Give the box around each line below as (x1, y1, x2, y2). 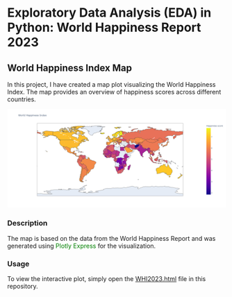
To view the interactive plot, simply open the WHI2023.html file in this (7, 274, 206, 282)
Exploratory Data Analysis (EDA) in (7, 5, 212, 21)
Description (7, 219, 48, 228)
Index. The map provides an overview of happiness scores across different (7, 88, 222, 96)
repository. (7, 282, 38, 290)
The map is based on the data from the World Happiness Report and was (7, 234, 216, 242)
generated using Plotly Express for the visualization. (7, 241, 156, 250)
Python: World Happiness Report (7, 19, 201, 35)
